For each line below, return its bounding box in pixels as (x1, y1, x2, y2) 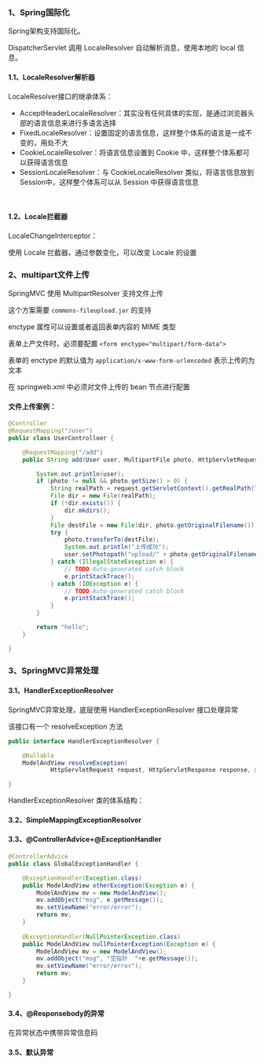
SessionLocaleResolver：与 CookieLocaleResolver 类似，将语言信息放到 (19, 167, 255, 176)
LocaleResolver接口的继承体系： (8, 91, 114, 101)
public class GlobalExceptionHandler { (8, 860, 139, 868)
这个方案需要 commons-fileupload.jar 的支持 (8, 306, 152, 314)
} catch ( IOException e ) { (49, 580, 139, 588)
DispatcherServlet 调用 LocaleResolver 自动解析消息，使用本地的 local (8, 43, 236, 53)
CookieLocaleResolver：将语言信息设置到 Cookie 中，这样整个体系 (19, 147, 236, 157)
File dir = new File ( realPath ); (49, 492, 156, 500)
